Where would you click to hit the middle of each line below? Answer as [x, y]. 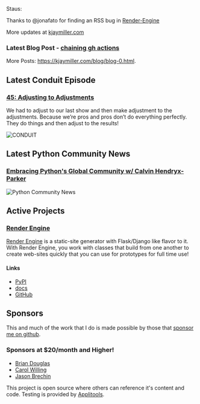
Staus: [14, 9]
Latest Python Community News [68, 154]
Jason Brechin [33, 376]
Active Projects [36, 211]
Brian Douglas [32, 363]
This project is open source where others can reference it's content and [95, 388]
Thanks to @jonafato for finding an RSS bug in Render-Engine [83, 20]
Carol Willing [31, 370]
